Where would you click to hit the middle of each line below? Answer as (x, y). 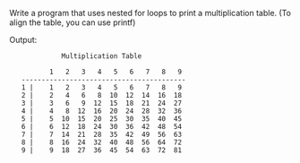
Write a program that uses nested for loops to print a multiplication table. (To (150, 13)
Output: (23, 40)
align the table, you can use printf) (73, 22)
